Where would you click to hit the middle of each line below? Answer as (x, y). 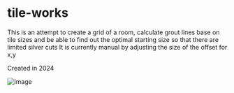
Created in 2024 (31, 68)
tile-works (38, 13)
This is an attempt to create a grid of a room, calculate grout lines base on (114, 32)
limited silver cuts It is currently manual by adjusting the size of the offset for (117, 47)
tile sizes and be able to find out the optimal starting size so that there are (113, 39)
